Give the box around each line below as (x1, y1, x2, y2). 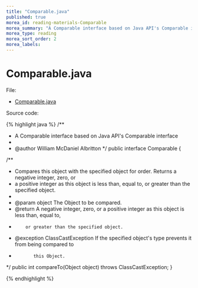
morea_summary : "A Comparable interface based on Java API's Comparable (6, 25, 189, 31)
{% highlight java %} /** (6, 120, 65, 127)
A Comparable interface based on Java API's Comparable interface (14, 132, 179, 139)
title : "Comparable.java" (6, 8, 70, 15)
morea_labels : (6, 42, 41, 48)
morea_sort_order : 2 (6, 36, 57, 42)
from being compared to (14, 240, 74, 248)
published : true (6, 14, 46, 20)
